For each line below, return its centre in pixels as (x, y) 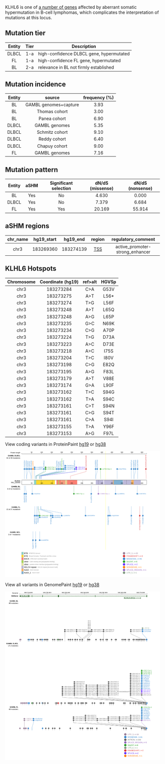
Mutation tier (25, 33)
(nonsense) (140, 188)
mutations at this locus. (29, 18)
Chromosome (21, 282)
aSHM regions (27, 226)
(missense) (102, 188)
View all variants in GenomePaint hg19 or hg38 (52, 585)
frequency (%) (98, 97)
